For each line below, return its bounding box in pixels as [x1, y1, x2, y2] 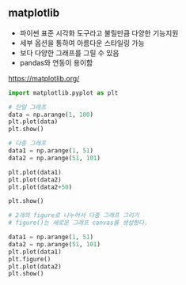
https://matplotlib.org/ [8, 73, 80, 83]
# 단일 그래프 [8, 103, 47, 111]
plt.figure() [8, 255, 51, 263]
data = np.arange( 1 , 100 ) [8, 111, 93, 118]
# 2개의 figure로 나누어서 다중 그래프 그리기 [8, 212, 140, 219]
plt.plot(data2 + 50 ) [8, 183, 73, 191]
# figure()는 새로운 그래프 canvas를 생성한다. [8, 219, 148, 227]
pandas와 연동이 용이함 [19, 58, 93, 67]
